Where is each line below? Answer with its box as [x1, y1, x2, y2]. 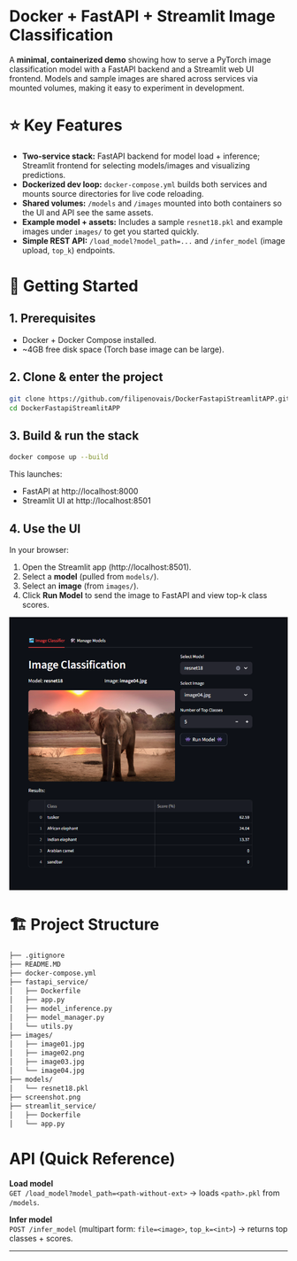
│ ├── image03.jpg [9, 1057, 86, 1066]
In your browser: [9, 544, 69, 555]
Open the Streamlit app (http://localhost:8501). [21, 561, 192, 572]
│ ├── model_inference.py [9, 1004, 113, 1013]
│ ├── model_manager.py [9, 1013, 104, 1022]
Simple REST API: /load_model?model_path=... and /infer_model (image [21, 235, 286, 245]
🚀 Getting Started [9, 276, 139, 296]
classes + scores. [9, 1233, 73, 1243]
